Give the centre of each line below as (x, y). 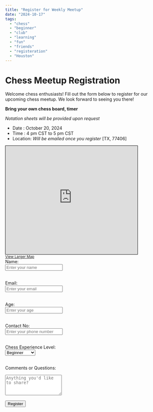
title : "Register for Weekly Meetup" (44, 10)
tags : (11, 19)
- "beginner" (23, 28)
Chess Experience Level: (31, 347)
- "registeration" (29, 51)
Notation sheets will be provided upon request (52, 118)
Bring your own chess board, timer (41, 109)
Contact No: (17, 326)
